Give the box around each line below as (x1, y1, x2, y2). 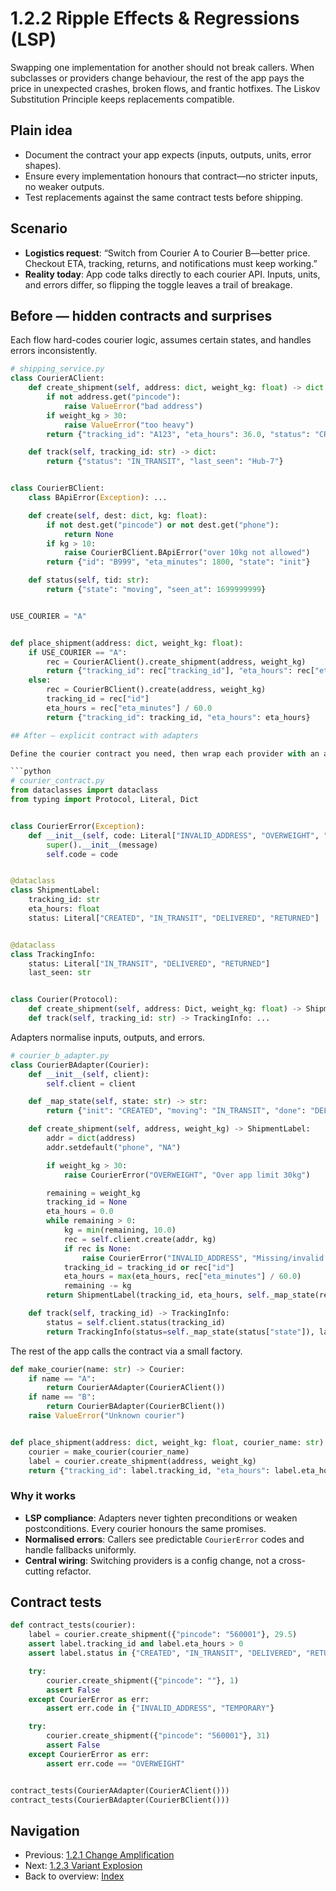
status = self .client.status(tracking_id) (46, 1317, 226, 1327)
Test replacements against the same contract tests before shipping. (24, 191, 304, 203)
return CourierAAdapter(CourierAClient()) (46, 1383, 226, 1393)
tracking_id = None (46, 1197, 128, 1207)
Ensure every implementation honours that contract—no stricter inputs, (24, 170, 318, 182)
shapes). (24, 159, 62, 171)
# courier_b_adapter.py (10, 1050, 110, 1061)
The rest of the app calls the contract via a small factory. (10, 1345, 243, 1357)
